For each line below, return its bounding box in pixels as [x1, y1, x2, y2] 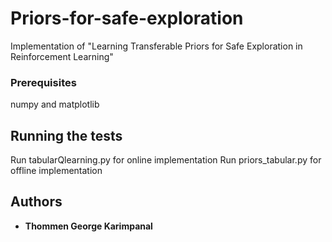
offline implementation [10, 165, 103, 177]
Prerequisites [10, 75, 77, 89]
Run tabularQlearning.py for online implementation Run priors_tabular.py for [10, 154, 322, 166]
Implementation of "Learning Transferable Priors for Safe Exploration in [10, 40, 303, 52]
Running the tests [10, 127, 123, 144]
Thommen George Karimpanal [24, 220, 153, 232]
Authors [10, 193, 63, 211]
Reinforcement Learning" [10, 50, 114, 62]
